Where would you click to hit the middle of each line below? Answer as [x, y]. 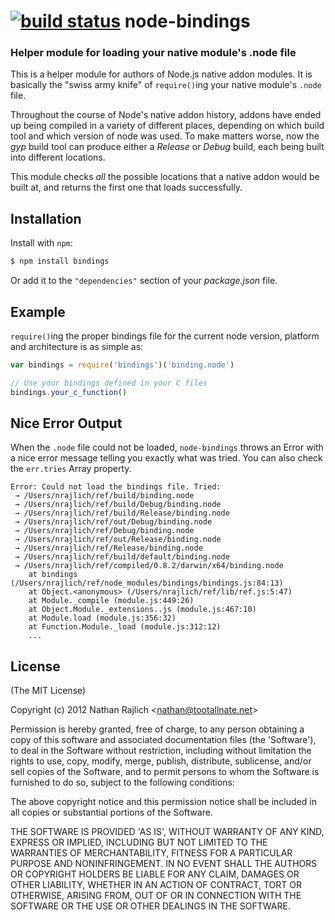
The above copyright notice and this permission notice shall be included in [163, 802]
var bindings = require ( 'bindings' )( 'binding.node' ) [122, 365]
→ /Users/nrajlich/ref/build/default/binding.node [122, 557]
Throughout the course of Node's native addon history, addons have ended [166, 115]
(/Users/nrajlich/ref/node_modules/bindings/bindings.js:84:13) [147, 583]
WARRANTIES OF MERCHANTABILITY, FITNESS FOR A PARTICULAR [151, 853]
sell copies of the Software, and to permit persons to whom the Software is [165, 772]
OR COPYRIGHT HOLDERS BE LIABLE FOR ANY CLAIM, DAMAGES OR [155, 874]
